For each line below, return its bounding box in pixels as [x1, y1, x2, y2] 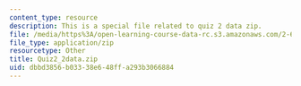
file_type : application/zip [9, 38, 115, 47]
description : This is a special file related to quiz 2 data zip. [9, 21, 262, 30]
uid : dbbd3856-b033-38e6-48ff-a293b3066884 [9, 64, 175, 73]
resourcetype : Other [9, 47, 87, 56]
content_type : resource [9, 13, 99, 22]
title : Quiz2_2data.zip [9, 55, 99, 64]
